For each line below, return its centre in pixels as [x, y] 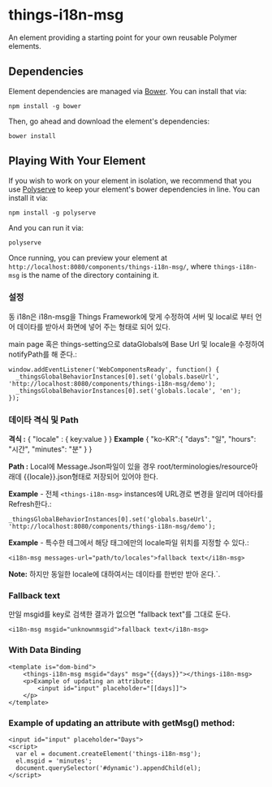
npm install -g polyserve [52, 213]
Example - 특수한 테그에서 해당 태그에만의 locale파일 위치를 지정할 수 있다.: [129, 543]
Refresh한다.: [30, 504]
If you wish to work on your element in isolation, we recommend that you [130, 180]
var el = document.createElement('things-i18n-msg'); [108, 754]
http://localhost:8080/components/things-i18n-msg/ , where [110, 266]
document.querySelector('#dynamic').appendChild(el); [108, 768]
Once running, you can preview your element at [88, 257]
